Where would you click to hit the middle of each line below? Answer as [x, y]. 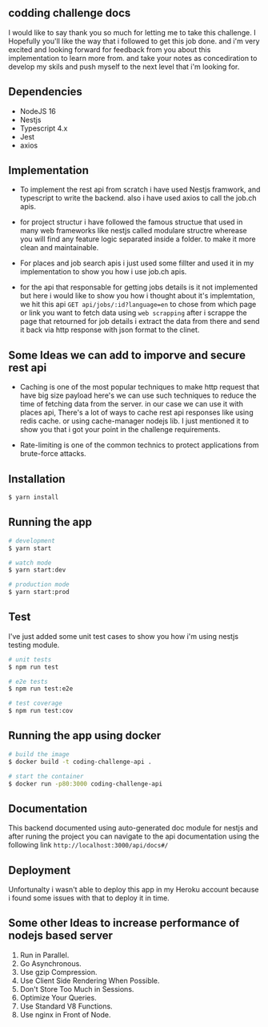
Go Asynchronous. [50, 963]
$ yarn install [34, 497]
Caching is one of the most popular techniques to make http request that [140, 387]
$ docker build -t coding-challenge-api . [80, 762]
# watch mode [30, 563]
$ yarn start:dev [37, 570]
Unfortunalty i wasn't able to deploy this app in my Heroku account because [134, 890]
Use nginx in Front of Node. [65, 1014]
